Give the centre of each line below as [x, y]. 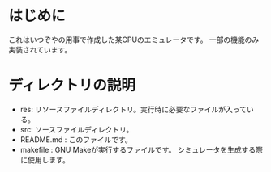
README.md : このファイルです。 [76, 139]
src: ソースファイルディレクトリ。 [77, 129]
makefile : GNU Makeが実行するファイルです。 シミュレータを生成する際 [142, 149]
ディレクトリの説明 [72, 86]
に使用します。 [45, 159]
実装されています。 [40, 49]
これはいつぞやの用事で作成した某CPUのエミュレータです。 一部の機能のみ [134, 40]
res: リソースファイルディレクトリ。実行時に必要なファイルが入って [133, 109]
